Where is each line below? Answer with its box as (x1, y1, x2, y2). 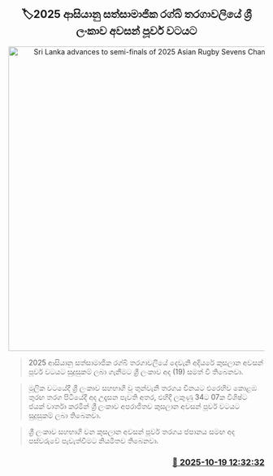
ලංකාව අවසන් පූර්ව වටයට (76, 24, 197, 38)
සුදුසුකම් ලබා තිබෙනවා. (28, 410, 102, 420)
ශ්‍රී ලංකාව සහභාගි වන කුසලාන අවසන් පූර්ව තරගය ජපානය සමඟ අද (28, 426, 236, 436)
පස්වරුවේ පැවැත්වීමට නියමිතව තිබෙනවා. (28, 435, 159, 445)
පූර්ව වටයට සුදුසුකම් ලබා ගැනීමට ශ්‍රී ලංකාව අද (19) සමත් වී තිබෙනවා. (28, 366, 244, 376)
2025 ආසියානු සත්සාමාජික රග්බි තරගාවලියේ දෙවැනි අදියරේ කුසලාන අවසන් (28, 357, 264, 367)
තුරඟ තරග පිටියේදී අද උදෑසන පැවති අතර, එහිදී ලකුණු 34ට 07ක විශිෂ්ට (28, 392, 248, 401)
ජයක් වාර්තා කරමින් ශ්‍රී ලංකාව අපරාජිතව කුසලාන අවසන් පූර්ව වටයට (28, 401, 240, 411)
